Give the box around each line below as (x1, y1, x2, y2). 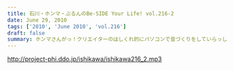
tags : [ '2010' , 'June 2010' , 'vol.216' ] (7, 23, 127, 30)
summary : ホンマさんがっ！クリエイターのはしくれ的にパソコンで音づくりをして (7, 36, 207, 43)
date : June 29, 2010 (7, 17, 68, 24)
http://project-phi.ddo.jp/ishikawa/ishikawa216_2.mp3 (7, 55, 162, 63)
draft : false (7, 29, 45, 37)
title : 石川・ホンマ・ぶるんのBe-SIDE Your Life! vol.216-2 (7, 10, 175, 17)
